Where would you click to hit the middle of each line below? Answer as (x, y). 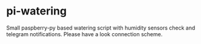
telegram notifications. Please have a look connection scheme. (84, 34)
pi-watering (37, 11)
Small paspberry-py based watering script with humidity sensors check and (101, 28)
